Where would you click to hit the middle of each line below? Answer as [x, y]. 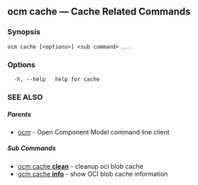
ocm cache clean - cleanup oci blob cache [81, 166]
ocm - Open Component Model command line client [94, 132]
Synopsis [24, 32]
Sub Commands [32, 148]
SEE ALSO [25, 97]
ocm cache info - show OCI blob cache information [93, 174]
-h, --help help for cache [57, 79]
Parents [19, 114]
